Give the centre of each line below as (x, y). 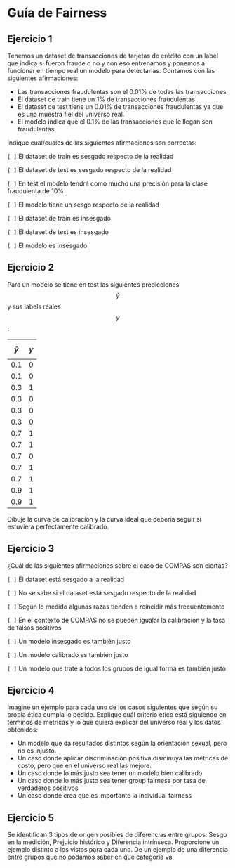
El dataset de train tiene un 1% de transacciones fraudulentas (106, 99)
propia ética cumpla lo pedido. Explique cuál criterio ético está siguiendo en (117, 715)
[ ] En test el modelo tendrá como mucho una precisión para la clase (108, 183)
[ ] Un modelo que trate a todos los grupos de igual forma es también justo (117, 668)
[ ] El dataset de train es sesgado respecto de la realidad (90, 156)
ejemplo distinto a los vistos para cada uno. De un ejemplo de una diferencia (117, 850)
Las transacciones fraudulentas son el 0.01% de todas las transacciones (122, 92)
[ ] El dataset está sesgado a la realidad (66, 579)
